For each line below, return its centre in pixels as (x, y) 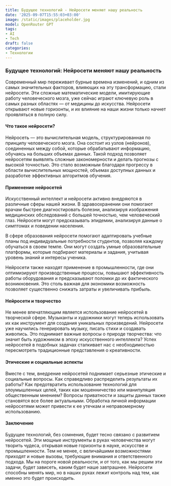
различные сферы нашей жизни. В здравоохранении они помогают (79, 204)
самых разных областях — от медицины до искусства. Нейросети (78, 103)
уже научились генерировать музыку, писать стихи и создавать (76, 328)
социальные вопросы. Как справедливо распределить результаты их (81, 379)
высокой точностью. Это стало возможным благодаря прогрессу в (79, 165)
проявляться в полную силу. (36, 114)
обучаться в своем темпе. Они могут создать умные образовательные (83, 247)
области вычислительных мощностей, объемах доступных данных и (80, 170)
